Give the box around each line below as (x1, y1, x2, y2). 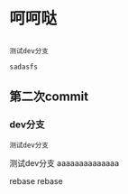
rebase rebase (9, 176, 63, 187)
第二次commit (9, 88, 88, 104)
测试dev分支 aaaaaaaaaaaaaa (9, 158, 120, 169)
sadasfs (9, 62, 39, 71)
